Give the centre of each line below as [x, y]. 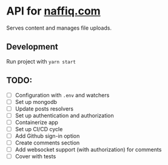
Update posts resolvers [44, 108]
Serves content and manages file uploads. [59, 28]
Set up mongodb [36, 102]
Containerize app [37, 122]
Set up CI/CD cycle [39, 129]
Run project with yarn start [41, 61]
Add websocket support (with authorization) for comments [88, 150]
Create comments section [47, 143]
